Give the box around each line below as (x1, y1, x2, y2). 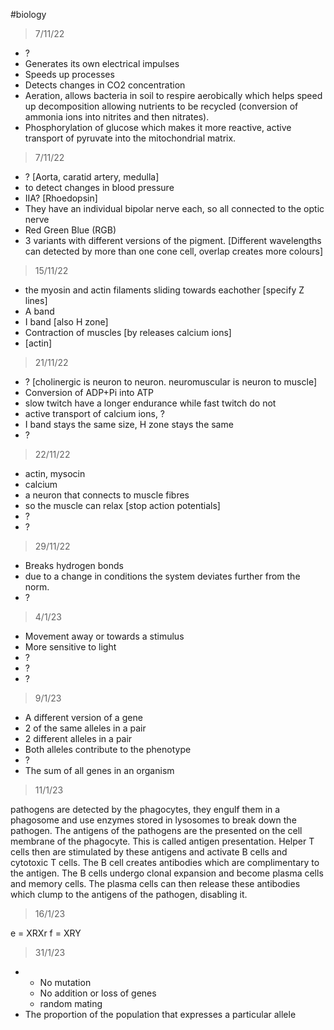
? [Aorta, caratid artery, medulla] (24, 171, 160, 183)
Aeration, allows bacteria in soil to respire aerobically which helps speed (24, 90, 323, 101)
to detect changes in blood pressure (24, 182, 175, 193)
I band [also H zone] (24, 316, 109, 328)
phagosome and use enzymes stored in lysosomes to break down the (10, 814, 297, 826)
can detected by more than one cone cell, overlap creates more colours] (24, 245, 324, 257)
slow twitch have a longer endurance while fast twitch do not (24, 397, 277, 409)
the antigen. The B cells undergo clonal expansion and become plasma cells (10, 867, 324, 879)
